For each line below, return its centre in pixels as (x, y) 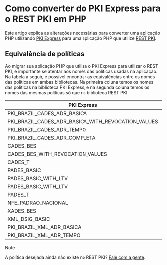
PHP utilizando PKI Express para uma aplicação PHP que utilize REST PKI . (81, 38)
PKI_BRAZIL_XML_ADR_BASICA (44, 227)
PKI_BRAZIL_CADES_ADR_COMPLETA (52, 138)
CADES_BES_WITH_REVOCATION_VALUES (57, 154)
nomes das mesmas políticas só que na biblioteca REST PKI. (67, 92)
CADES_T (19, 162)
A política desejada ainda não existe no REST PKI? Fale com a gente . (75, 257)
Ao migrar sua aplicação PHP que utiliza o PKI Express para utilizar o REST (82, 66)
